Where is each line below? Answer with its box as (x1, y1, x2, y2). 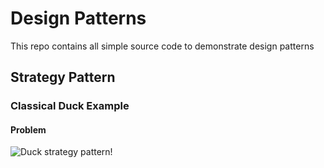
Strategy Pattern (10, 69, 116, 86)
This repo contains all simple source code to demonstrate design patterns (10, 40, 315, 52)
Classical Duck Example (10, 99, 130, 113)
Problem (10, 123, 47, 136)
